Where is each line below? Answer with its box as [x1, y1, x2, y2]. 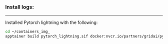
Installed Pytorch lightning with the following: [5, 19, 98, 25]
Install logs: [5, 3, 34, 10]
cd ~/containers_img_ [5, 29, 50, 34]
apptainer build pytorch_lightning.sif [5, 34, 88, 39]
